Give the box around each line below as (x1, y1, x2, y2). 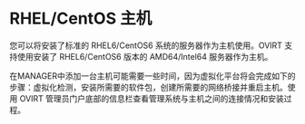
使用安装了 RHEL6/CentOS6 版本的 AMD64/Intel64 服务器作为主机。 (16, 51, 273, 62)
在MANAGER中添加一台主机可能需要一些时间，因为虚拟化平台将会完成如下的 (9, 70, 296, 81)
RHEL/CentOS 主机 (9, 8, 152, 29)
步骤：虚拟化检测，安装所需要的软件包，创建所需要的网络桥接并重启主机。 (9, 81, 288, 92)
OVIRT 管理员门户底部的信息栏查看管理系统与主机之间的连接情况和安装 (19, 92, 284, 104)
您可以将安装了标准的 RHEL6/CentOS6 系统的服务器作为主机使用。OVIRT (9, 40, 283, 51)
